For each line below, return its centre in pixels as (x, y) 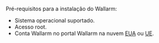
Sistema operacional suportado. (55, 20)
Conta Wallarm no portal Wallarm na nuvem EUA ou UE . (84, 33)
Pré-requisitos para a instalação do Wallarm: (61, 9)
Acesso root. (30, 27)
